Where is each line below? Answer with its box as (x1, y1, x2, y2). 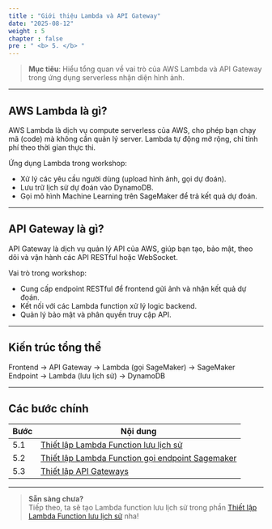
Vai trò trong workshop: (8, 268, 87, 278)
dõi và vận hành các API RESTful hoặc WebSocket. (8, 252, 178, 262)
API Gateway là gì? (8, 222, 104, 236)
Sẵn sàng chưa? (28, 494, 84, 504)
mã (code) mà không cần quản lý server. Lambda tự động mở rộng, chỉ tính (8, 134, 258, 143)
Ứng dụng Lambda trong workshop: (8, 158, 128, 168)
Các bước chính (8, 402, 89, 416)
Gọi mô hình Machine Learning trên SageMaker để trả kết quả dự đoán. (19, 191, 257, 201)
